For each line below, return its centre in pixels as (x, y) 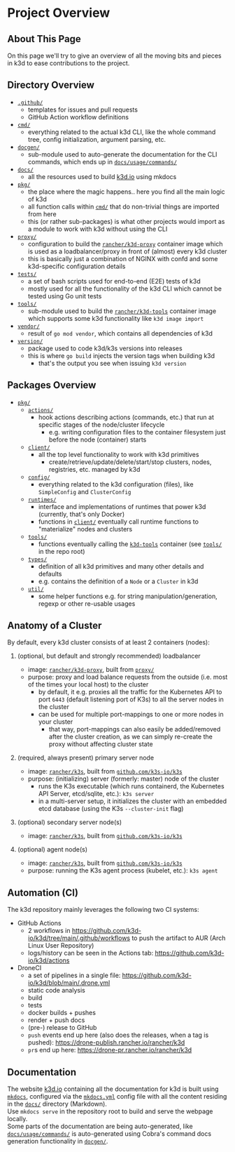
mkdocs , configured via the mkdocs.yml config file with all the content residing (117, 1097)
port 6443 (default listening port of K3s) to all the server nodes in (131, 699)
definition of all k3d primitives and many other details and (121, 566)
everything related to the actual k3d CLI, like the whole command (122, 132)
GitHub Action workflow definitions (78, 117)
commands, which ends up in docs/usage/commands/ (102, 161)
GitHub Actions (39, 923)
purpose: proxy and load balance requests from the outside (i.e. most (128, 677)
